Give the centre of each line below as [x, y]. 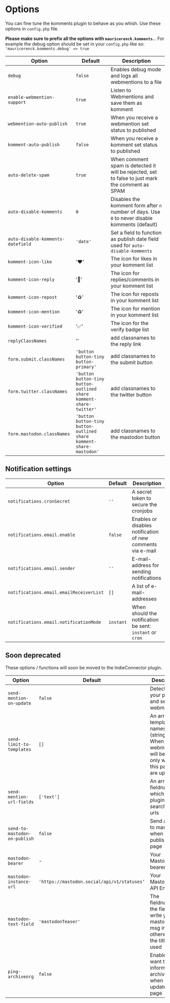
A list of [141, 586]
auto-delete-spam [29, 175]
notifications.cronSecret [39, 501]
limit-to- [19, 744]
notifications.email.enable [41, 535]
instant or [144, 632]
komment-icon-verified [35, 326]
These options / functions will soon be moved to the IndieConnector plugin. [84, 667]
